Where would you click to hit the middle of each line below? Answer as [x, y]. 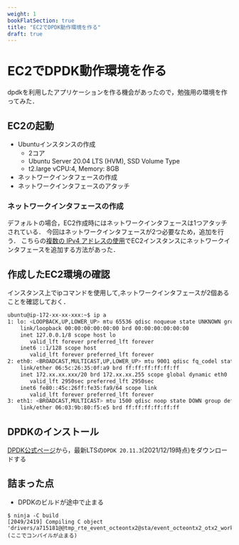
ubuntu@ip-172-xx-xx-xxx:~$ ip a [57, 315]
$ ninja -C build [33, 515]
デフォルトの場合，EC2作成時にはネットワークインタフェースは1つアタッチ [117, 223]
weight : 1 [22, 14]
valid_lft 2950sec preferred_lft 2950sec [92, 381]
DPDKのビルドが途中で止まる [61, 502]
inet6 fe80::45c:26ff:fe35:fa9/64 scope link [89, 388]
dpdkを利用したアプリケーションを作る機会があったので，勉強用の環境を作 [117, 92]
